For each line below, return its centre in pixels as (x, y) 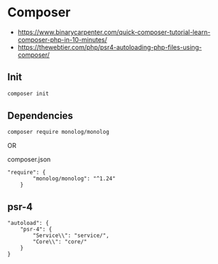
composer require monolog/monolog (59, 132)
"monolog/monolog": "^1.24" (74, 179)
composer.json (29, 159)
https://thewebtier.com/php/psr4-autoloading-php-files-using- (110, 47)
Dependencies (40, 116)
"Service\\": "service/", (71, 236)
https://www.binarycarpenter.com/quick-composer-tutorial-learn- (114, 32)
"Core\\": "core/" (60, 242)
